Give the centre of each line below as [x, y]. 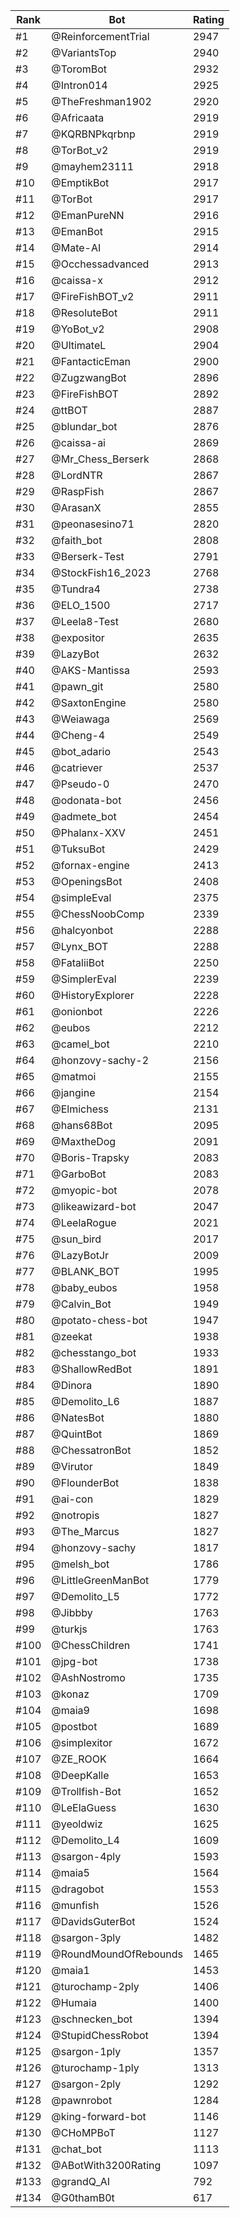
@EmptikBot [80, 182]
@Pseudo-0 [80, 784]
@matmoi [74, 1076]
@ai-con [72, 1499]
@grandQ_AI [81, 2181]
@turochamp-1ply [95, 2067]
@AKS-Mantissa [90, 670]
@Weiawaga [80, 719]
